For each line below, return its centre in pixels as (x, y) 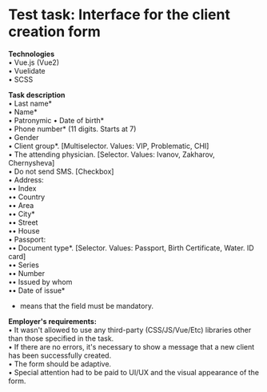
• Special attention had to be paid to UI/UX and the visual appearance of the (134, 372)
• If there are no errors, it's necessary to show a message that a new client (132, 346)
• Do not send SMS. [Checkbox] (61, 171)
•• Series (24, 265)
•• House (24, 230)
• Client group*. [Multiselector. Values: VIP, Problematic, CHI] (109, 146)
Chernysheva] (32, 162)
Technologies (32, 54)
